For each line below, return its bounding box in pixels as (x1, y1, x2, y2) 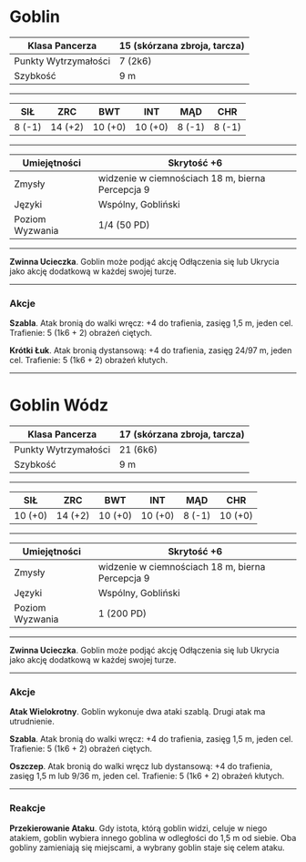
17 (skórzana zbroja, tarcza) (118, 428, 245, 441)
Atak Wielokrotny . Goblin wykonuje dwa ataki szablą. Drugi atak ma (9, 706, 266, 717)
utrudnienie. (9, 716, 55, 727)
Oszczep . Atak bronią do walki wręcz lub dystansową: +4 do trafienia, (9, 761, 273, 772)
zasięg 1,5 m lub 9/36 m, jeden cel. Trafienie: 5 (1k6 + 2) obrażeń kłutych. (9, 771, 285, 782)
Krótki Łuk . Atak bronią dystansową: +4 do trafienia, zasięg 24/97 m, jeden (9, 345, 292, 356)
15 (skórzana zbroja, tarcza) (118, 39, 245, 52)
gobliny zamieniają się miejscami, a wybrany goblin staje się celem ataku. (9, 842, 285, 853)
